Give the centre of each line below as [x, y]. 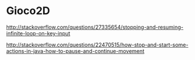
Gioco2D [28, 11]
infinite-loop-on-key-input [38, 33]
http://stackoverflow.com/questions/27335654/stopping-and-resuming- [95, 27]
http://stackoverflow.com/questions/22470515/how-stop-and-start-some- [97, 45]
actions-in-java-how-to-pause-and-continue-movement [75, 51]
